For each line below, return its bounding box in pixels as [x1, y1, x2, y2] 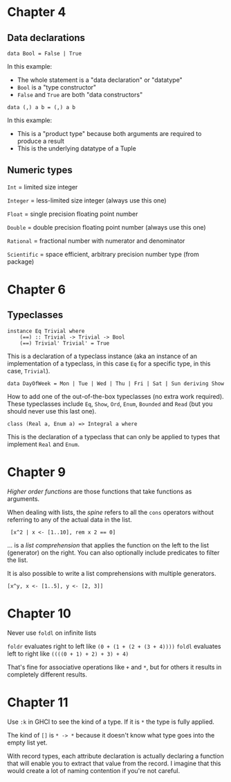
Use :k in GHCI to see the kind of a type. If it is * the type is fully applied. [7, 717, 214, 726]
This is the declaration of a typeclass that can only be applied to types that [7, 432, 220, 441]
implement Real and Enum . [7, 440, 80, 448]
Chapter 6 [7, 282, 66, 297]
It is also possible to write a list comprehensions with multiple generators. [7, 569, 216, 577]
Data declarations [7, 32, 85, 44]
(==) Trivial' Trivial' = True [19, 339, 110, 347]
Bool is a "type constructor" [17, 83, 97, 91]
